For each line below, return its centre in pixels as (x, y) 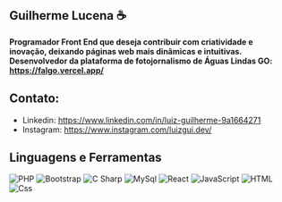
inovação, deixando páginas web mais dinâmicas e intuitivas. (126, 51)
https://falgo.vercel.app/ (57, 70)
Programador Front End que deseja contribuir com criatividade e (131, 42)
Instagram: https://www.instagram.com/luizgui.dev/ (117, 130)
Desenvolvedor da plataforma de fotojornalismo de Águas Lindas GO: (141, 61)
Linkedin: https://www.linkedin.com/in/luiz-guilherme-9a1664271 (141, 120)
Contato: (34, 99)
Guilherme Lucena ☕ (68, 16)
